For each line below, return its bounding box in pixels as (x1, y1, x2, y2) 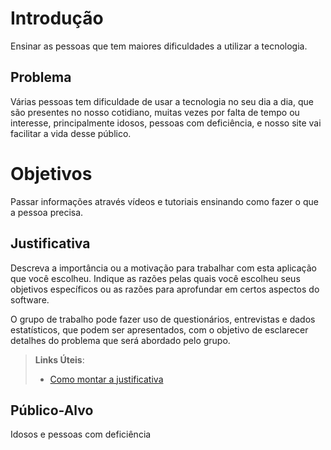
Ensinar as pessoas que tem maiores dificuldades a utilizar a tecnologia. (10, 40, 308, 52)
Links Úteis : (34, 353, 85, 366)
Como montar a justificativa (49, 373, 164, 385)
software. (10, 293, 50, 306)
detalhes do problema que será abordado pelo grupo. (10, 334, 231, 346)
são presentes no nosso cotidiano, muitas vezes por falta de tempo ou (10, 106, 300, 118)
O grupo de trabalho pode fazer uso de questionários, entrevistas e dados (10, 313, 316, 325)
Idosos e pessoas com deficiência (10, 428, 152, 441)
